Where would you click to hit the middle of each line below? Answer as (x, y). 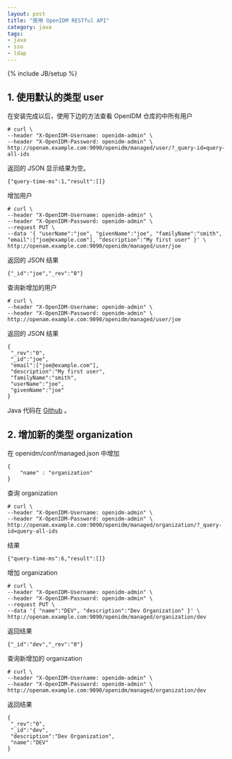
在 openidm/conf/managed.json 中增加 (63, 453)
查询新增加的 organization (45, 658)
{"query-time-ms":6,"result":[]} (56, 558)
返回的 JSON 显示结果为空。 (49, 168)
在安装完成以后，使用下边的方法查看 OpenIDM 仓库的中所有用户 (100, 116)
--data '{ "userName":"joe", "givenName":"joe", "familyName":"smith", (115, 233)
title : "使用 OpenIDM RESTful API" (59, 21)
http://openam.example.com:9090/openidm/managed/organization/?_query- (115, 525)
